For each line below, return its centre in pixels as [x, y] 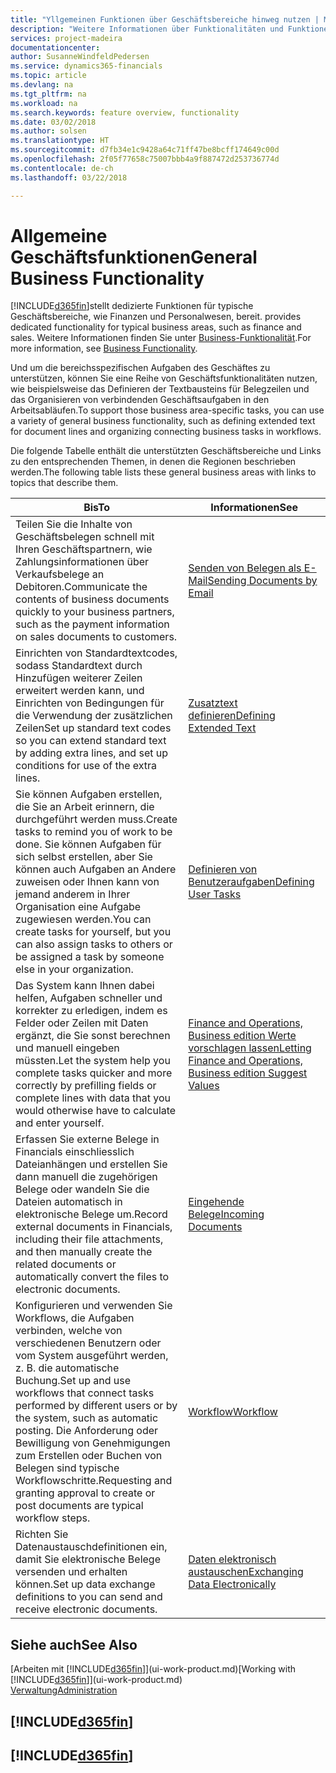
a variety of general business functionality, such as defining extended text [163, 421]
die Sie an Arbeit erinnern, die [85, 807]
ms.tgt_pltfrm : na [48, 94]
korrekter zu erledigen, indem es [91, 1011]
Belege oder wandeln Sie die [82, 1189]
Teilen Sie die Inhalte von [74, 524]
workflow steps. [53, 1518]
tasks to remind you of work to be [94, 832]
